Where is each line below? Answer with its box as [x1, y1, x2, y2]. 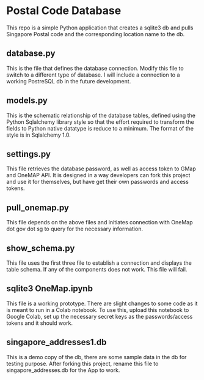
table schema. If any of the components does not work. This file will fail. [6, 266, 188, 273]
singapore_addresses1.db [6, 337, 107, 348]
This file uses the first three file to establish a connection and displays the [6, 259, 192, 267]
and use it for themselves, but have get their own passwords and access [6, 178, 189, 186]
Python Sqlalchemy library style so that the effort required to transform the [6, 118, 194, 126]
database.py [6, 48, 56, 59]
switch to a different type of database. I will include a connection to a [6, 71, 180, 78]
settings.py [6, 148, 51, 159]
